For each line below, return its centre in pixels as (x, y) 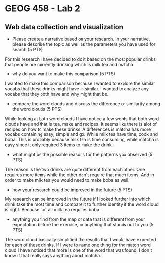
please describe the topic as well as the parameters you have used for (84, 44)
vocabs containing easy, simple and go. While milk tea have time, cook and (82, 134)
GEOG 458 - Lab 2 (43, 9)
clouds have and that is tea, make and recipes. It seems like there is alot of (81, 124)
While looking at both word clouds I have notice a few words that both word (82, 119)
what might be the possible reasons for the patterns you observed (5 (82, 155)
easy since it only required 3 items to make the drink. (59, 145)
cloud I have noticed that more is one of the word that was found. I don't (79, 250)
